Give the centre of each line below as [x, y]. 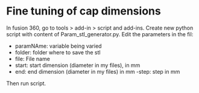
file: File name [32, 59]
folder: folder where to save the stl [58, 52]
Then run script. [26, 83]
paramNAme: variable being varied [58, 46]
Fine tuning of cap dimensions [84, 11]
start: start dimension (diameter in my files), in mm [77, 65]
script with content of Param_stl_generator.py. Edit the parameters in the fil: [100, 34]
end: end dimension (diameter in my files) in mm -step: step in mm [97, 71]
